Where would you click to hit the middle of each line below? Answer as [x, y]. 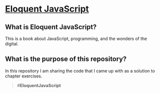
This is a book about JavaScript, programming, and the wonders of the [76, 38]
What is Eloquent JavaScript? [51, 27]
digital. [12, 44]
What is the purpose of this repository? [66, 59]
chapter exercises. [24, 76]
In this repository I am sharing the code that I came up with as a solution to [80, 71]
